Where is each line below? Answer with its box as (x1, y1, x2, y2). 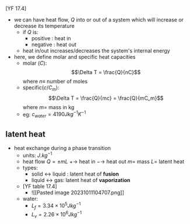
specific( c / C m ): (22, 84, 59, 92)
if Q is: (22, 29, 38, 36)
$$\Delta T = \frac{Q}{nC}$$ (71, 69, 141, 75)
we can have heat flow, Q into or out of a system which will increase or (13, 16, 184, 23)
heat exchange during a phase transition (13, 145, 111, 152)
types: (22, 164, 38, 171)
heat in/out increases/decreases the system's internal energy (22, 47, 170, 54)
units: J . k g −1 (22, 151, 52, 159)
